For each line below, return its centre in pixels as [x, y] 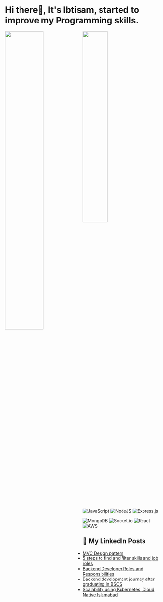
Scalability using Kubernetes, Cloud [119, 589]
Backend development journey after [119, 579]
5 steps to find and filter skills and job [121, 558]
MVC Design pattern [103, 553]
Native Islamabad [100, 595]
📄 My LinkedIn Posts [114, 541]
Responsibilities [99, 574]
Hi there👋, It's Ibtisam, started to [72, 10]
